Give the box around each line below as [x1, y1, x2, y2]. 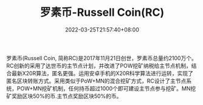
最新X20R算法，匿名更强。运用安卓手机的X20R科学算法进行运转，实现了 [11, 69, 193, 76]
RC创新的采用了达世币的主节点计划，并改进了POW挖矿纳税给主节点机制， [6, 62, 191, 69]
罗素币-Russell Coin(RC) [40, 5, 165, 19]
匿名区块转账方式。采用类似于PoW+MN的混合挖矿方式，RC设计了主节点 [6, 77, 187, 84]
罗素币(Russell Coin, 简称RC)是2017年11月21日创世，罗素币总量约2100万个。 [6, 54, 198, 61]
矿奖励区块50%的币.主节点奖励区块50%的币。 [6, 92, 122, 100]
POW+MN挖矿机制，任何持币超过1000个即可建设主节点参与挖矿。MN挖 [16, 84, 196, 92]
